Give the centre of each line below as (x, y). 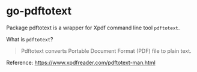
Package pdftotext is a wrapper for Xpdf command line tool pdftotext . (93, 28)
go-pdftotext (39, 11)
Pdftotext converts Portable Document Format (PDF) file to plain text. (106, 51)
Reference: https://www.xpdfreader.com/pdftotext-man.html (81, 62)
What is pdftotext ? (30, 39)
